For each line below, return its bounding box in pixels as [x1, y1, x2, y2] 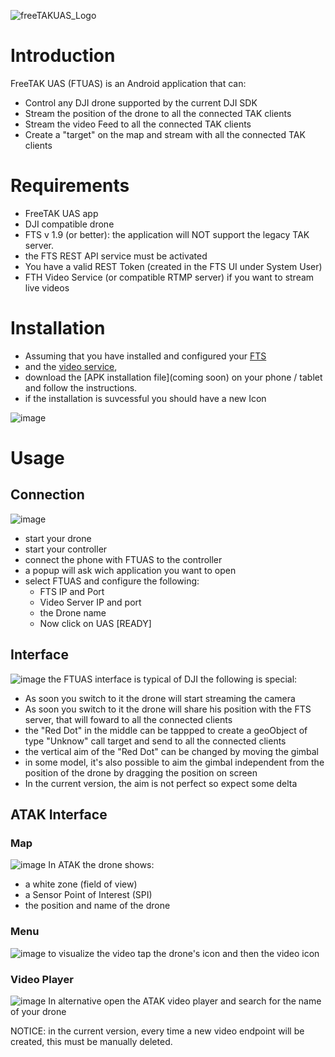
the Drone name [39, 606, 107, 619]
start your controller [24, 543, 108, 555]
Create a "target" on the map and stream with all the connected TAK [24, 128, 306, 140]
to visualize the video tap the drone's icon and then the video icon [48, 947, 320, 959]
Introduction [10, 45, 116, 67]
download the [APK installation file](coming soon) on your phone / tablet [24, 371, 323, 383]
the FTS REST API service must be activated [24, 250, 208, 262]
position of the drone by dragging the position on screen [24, 766, 258, 779]
